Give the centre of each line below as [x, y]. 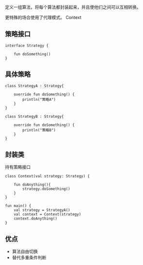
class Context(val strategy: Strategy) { [48, 176]
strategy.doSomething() [46, 189]
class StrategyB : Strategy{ [34, 116]
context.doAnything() [35, 219]
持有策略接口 [18, 167]
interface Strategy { [27, 46]
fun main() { [18, 206]
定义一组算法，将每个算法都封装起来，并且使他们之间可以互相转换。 [73, 7]
